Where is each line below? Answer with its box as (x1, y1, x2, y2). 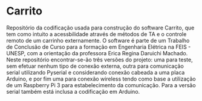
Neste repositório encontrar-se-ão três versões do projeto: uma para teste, (6, 56, 194, 63)
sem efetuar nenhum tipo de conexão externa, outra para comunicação (6, 62, 184, 70)
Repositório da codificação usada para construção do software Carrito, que (6, 24, 195, 31)
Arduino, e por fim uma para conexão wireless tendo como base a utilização (6, 75, 196, 82)
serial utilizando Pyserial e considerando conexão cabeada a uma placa (6, 69, 185, 76)
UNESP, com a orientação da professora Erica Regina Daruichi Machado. (6, 49, 188, 57)
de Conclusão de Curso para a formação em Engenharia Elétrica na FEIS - (6, 43, 191, 50)
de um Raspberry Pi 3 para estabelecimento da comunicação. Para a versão (6, 81, 196, 88)
